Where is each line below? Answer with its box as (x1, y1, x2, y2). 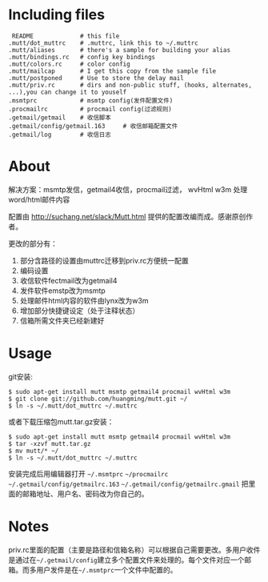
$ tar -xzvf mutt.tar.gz (8, 440, 91, 448)
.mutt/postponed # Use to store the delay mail (8, 74, 184, 82)
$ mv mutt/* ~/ (8, 447, 59, 455)
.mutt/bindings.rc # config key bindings (8, 53, 156, 61)
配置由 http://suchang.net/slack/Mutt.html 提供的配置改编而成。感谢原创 (8, 211, 246, 221)
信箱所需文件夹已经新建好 (19, 315, 105, 325)
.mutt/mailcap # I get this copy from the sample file (8, 66, 217, 75)
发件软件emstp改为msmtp (19, 286, 106, 295)
